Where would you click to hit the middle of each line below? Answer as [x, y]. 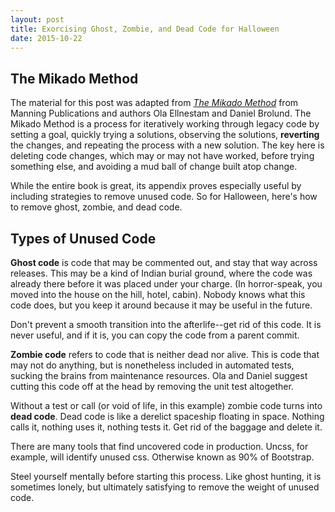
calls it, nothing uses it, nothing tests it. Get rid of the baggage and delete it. [166, 427]
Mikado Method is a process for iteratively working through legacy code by [165, 124]
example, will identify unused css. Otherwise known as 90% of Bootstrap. [162, 457]
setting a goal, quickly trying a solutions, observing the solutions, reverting [165, 135]
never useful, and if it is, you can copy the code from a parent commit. [155, 335]
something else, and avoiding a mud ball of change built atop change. [154, 167]
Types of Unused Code [83, 238]
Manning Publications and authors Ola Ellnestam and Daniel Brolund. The [161, 113]
